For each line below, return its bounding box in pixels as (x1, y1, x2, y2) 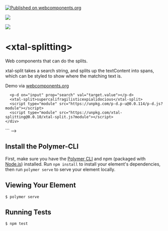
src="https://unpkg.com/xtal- (59, 110, 123, 115)
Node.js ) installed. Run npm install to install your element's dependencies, (5, 161, 161, 167)
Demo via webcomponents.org (5, 83, 69, 89)
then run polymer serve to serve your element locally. (5, 166, 116, 172)
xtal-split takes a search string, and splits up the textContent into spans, (5, 67, 154, 73)
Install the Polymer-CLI (5, 142, 79, 151)
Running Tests (5, 208, 51, 216)
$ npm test (5, 221, 28, 226)
